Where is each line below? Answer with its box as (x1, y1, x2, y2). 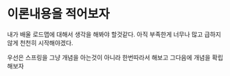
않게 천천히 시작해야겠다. (7, 38, 73, 47)
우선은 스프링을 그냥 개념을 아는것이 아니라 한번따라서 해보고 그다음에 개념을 (7, 53, 211, 62)
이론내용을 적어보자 (7, 6, 110, 22)
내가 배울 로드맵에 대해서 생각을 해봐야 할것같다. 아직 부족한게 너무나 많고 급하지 (7, 30, 222, 38)
